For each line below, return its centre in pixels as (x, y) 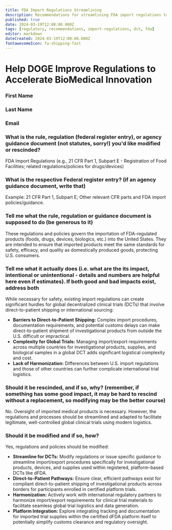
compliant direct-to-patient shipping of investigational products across (87, 484)
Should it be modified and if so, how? (52, 436)
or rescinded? (23, 150)
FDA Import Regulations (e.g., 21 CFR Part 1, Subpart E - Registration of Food (86, 161)
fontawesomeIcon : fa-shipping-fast (43, 44)
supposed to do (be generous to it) (49, 222)
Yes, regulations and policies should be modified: (57, 447)
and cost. (23, 358)
